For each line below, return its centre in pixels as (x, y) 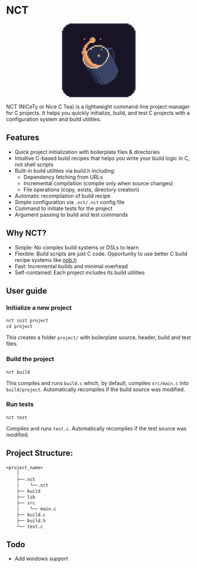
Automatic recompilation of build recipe (62, 196)
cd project (19, 327)
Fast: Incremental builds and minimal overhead (71, 266)
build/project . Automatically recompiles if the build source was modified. (96, 389)
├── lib (26, 497)
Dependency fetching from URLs (63, 177)
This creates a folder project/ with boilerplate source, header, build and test (98, 337)
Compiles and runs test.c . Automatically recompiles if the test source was (96, 428)
